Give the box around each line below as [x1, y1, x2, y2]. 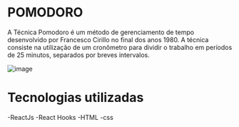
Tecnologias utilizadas [7, 90, 144, 106]
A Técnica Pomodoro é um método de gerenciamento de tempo [7, 28, 195, 36]
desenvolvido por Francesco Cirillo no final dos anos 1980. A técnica [7, 35, 209, 44]
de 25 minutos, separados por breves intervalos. [7, 51, 150, 59]
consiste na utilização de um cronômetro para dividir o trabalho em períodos [7, 43, 233, 51]
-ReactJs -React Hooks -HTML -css [7, 113, 114, 121]
